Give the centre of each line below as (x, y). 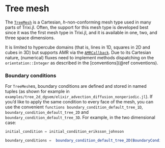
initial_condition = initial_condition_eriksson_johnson (65, 132)
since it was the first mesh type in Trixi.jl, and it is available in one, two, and (81, 32)
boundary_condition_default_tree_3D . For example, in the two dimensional (80, 118)
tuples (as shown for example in (37, 92)
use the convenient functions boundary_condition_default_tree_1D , (74, 107)
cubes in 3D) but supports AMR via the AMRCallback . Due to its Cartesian (78, 52)
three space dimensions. (30, 38)
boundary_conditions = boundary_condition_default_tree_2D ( (69, 141)
